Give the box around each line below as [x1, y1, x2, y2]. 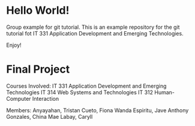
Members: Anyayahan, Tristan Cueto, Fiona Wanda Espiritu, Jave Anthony [6, 106, 189, 114]
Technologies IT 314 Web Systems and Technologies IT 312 [6, 88, 154, 96]
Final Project [6, 62, 70, 76]
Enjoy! [6, 41, 22, 49]
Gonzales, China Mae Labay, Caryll [6, 113, 93, 120]
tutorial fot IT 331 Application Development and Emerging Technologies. [6, 29, 184, 37]
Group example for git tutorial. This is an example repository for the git [6, 23, 180, 31]
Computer [6, 95, 31, 102]
